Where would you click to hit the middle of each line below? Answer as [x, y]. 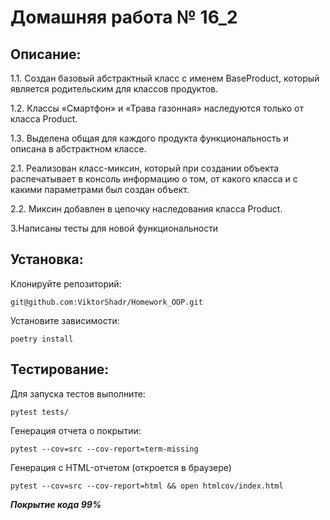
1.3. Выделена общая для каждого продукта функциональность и [149, 138]
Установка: [47, 259]
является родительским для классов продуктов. [114, 89]
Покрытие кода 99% [56, 504]
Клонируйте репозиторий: [66, 283]
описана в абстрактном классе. [78, 149]
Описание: [46, 54]
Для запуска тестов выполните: [78, 393]
